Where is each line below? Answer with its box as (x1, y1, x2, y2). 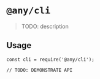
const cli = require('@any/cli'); (6, 57, 95, 63)
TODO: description (21, 22, 69, 30)
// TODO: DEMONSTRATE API (6, 67, 72, 73)
